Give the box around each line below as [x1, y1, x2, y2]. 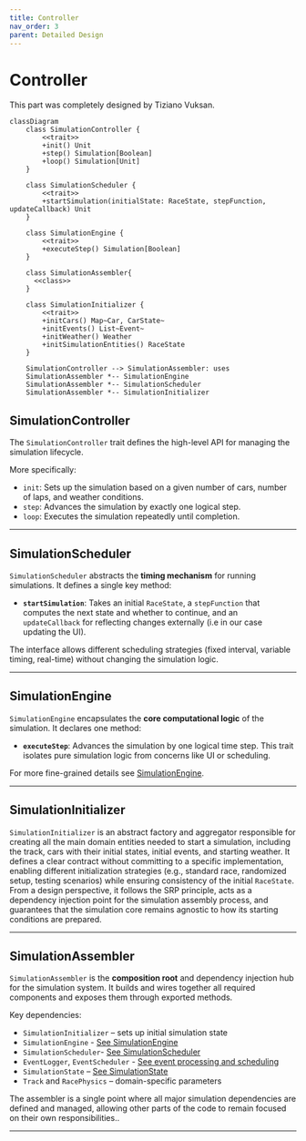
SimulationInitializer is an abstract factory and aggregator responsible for [9, 826, 296, 838]
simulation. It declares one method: [9, 722, 142, 733]
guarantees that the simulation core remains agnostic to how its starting [9, 903, 279, 915]
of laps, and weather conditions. [22, 492, 144, 503]
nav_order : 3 [9, 22, 59, 31]
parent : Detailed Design [9, 30, 104, 39]
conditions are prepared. [9, 913, 102, 924]
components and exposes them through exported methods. [9, 992, 233, 1003]
